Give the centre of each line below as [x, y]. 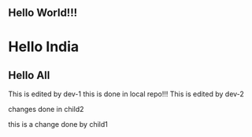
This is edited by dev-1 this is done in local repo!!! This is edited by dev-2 [126, 94]
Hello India [44, 47]
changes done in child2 [46, 110]
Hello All [29, 75]
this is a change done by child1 [58, 124]
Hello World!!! [43, 13]
